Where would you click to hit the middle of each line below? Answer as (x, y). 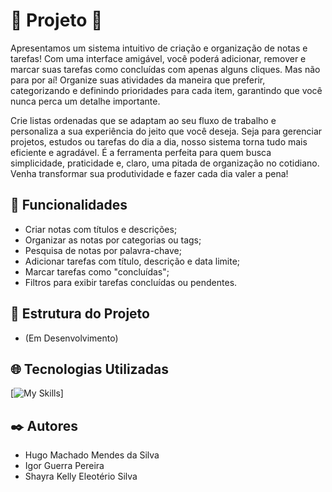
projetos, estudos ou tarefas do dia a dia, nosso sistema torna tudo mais (159, 141)
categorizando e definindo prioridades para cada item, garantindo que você (166, 90)
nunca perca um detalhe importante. (85, 101)
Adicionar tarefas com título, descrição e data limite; (132, 261)
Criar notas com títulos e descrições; (101, 229)
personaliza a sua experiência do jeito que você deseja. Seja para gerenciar (166, 131)
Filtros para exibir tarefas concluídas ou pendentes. (131, 282)
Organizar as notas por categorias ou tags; (113, 240)
